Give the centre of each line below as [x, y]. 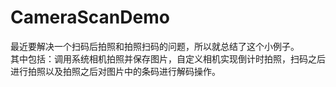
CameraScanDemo [90, 17]
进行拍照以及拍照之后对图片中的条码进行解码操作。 [115, 71]
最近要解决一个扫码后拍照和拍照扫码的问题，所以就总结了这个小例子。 [155, 46]
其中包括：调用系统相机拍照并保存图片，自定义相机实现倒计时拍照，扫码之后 [168, 58]
